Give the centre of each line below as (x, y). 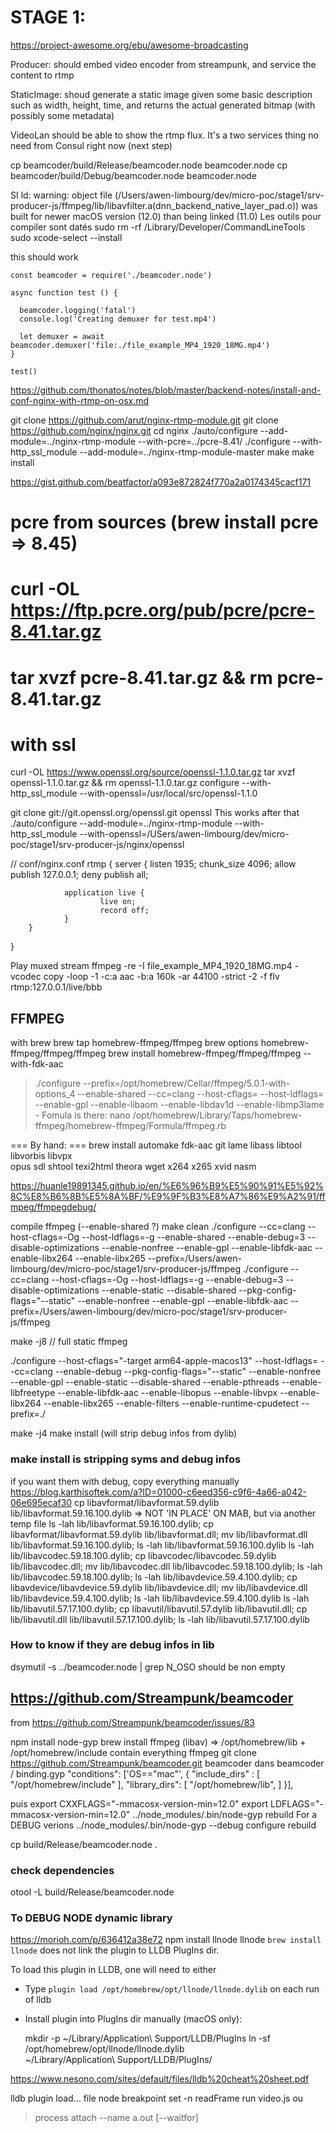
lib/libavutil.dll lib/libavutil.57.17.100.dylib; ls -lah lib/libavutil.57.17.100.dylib (160, 1619)
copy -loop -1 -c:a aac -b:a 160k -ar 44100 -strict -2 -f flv (161, 977)
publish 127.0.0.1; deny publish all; (79, 875)
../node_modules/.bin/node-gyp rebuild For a (225, 1814)
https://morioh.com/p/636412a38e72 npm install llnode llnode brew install (166, 1940)
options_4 (55, 1094)
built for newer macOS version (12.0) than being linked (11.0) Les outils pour (166, 216)
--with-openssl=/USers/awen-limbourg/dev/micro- (184, 834)
